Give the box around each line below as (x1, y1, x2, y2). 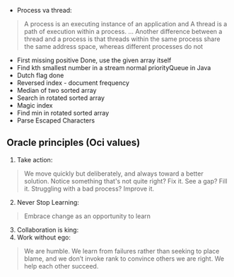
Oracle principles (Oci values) (6, 137, 141, 149)
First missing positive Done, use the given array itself (16, 56, 172, 64)
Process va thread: (16, 6, 72, 14)
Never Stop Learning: (16, 198, 79, 206)
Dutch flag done (16, 71, 64, 79)
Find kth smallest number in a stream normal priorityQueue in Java (16, 64, 211, 72)
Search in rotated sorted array (16, 94, 105, 102)
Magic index (16, 101, 53, 109)
